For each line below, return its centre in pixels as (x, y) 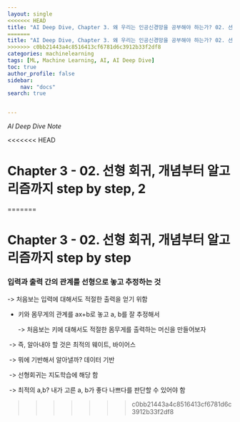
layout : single (30, 14)
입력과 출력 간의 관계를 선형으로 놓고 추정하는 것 (84, 282)
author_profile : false (41, 73)
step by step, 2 (101, 189)
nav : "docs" (38, 87)
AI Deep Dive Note (35, 126)
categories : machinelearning (51, 54)
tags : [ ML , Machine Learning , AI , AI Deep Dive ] (81, 61)
